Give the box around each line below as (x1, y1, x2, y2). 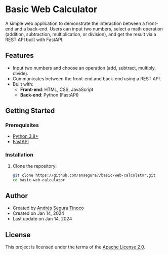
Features (5, 51, 34, 60)
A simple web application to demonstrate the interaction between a (5, 20, 145, 26)
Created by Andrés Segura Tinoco (12, 205, 85, 211)
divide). (12, 70, 29, 76)
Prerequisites (5, 122, 39, 129)
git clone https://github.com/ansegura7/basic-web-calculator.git (12, 173, 156, 178)
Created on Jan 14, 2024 (12, 210, 64, 216)
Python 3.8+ (12, 133, 39, 139)
